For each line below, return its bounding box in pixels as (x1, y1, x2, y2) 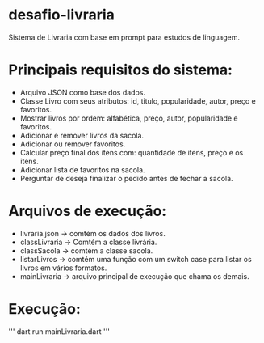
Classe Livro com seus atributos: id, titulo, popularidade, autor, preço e (19, 95, 256, 106)
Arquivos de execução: (8, 202, 167, 220)
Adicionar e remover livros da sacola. (19, 130, 144, 140)
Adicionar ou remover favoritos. (19, 139, 126, 149)
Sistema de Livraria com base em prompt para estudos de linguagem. (8, 32, 241, 42)
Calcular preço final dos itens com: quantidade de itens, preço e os (19, 147, 244, 157)
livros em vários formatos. (19, 263, 107, 273)
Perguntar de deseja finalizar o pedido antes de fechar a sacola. (19, 173, 233, 183)
